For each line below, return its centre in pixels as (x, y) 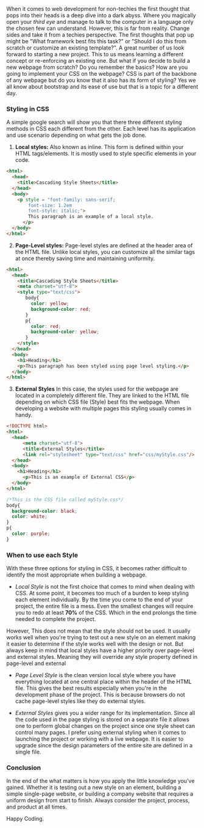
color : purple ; (31, 534)
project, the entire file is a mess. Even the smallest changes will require (104, 606)
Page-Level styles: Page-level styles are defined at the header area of (104, 245)
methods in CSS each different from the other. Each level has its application (101, 129)
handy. (24, 415)
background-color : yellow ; (65, 332)
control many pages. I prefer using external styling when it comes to (101, 733)
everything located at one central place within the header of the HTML (103, 682)
